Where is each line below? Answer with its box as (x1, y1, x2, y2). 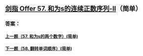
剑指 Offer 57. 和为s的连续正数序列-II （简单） (5, 4, 142, 13)
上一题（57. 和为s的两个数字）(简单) (5, 33, 79, 39)
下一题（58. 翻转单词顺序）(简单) (5, 45, 72, 51)
